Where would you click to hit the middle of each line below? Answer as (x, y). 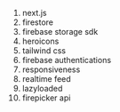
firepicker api (46, 98)
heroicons (40, 41)
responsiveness (51, 69)
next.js (34, 13)
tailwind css (44, 51)
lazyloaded (42, 88)
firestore (37, 22)
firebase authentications (67, 60)
